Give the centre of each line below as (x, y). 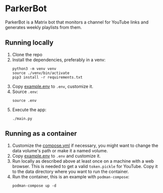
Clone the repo (27, 54)
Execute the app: (29, 109)
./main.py (22, 119)
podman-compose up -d (34, 186)
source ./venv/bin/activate (41, 73)
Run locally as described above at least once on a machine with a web (83, 161)
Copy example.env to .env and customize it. (57, 156)
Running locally (29, 43)
